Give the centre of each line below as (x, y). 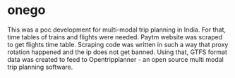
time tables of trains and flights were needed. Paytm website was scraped (115, 37)
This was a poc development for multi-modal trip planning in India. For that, (117, 30)
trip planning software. (40, 67)
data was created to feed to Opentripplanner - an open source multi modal (115, 59)
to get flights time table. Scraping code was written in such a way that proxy (118, 44)
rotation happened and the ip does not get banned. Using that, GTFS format (117, 52)
